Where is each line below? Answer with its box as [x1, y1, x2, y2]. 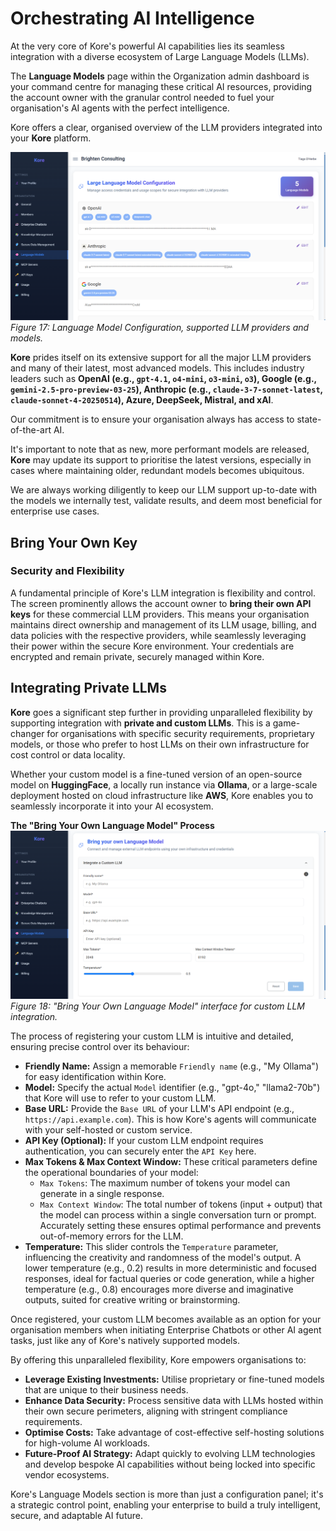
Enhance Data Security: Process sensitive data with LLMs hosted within [24, 1394, 324, 1406]
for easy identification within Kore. [24, 1070, 167, 1082]
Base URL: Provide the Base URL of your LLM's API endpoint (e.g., [24, 1102, 295, 1114]
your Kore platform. [10, 132, 92, 144]
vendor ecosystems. [24, 1468, 110, 1481]
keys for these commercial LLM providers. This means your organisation [10, 608, 310, 620]
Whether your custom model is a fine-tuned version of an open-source [10, 768, 303, 780]
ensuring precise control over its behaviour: [10, 1040, 190, 1052]
